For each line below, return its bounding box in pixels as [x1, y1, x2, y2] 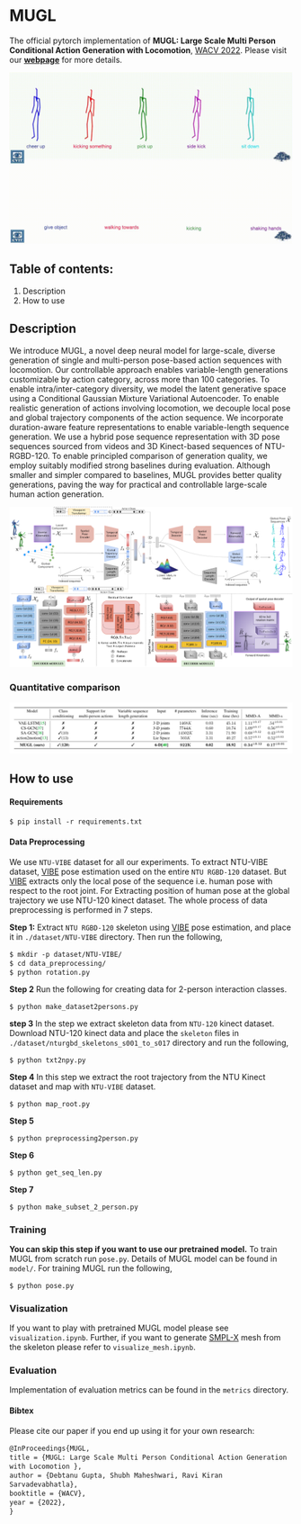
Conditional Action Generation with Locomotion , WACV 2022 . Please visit [9, 44, 288, 55]
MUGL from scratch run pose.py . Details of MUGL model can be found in [9, 1253, 278, 1264]
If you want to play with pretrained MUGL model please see [9, 1322, 229, 1333]
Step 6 [9, 1150, 34, 1160]
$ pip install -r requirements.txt [9, 817, 143, 826]
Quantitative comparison [9, 681, 121, 694]
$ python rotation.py [9, 968, 91, 977]
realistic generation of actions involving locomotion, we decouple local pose [9, 402, 291, 413]
